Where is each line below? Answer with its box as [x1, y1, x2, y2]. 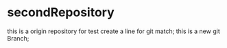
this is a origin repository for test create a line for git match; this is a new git [7, 27, 221, 35]
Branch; [7, 34, 29, 42]
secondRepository [7, 5, 115, 20]
